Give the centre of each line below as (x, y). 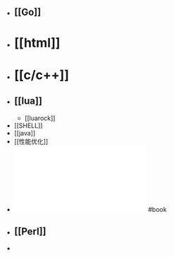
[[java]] (25, 133)
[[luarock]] (40, 118)
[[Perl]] (30, 231)
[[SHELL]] (28, 125)
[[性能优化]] (31, 141)
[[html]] (37, 43)
